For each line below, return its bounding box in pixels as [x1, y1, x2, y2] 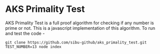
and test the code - [5, 30, 45, 36]
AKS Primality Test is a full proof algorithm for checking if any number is [5, 20, 154, 26]
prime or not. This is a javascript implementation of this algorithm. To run [5, 25, 155, 31]
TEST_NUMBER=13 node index [5, 44, 62, 49]
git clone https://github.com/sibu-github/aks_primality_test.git [5, 40, 147, 45]
